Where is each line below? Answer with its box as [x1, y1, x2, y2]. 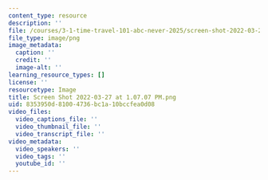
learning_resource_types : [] [8, 71, 105, 79]
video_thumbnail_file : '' [15, 123, 102, 131]
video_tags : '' [15, 152, 66, 160]
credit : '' [15, 57, 52, 65]
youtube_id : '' [15, 160, 66, 168]
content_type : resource [8, 11, 88, 20]
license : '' [8, 78, 48, 86]
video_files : [8, 108, 52, 116]
